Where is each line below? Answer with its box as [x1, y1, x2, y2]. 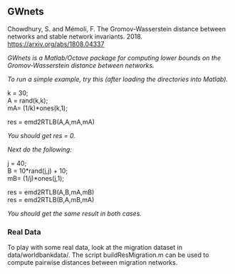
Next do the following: [7, 145, 73, 154]
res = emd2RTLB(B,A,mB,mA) [7, 195, 95, 204]
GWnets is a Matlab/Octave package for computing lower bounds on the [7, 53, 221, 62]
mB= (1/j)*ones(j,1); [7, 174, 64, 182]
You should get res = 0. [7, 131, 76, 139]
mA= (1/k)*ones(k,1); [7, 103, 68, 112]
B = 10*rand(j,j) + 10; [7, 167, 68, 175]
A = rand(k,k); [7, 96, 48, 105]
